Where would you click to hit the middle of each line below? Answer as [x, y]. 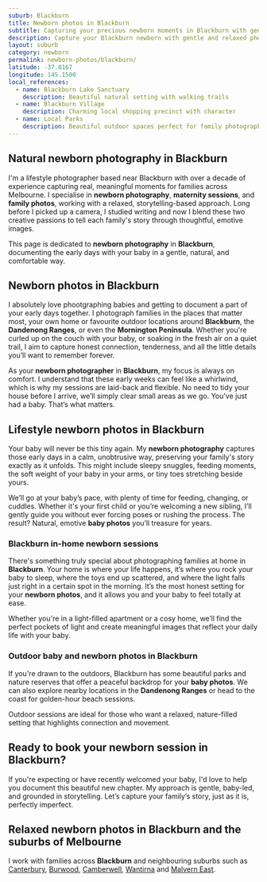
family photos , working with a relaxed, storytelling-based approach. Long [129, 203]
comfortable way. [37, 261]
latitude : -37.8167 [41, 68]
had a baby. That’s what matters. [62, 404]
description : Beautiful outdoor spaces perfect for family [122, 126]
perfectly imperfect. [41, 804]
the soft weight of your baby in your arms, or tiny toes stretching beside [126, 474]
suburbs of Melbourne [65, 842]
